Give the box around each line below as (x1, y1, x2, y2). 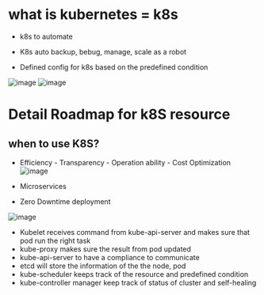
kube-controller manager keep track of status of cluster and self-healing (19, 278, 257, 287)
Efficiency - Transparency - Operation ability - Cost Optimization (19, 157, 231, 167)
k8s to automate (19, 32, 73, 41)
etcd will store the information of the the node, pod (19, 261, 186, 270)
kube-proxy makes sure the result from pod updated (19, 244, 192, 254)
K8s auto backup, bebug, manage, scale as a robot (19, 47, 187, 56)
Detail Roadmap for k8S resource (8, 105, 231, 123)
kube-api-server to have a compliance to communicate (19, 252, 200, 262)
